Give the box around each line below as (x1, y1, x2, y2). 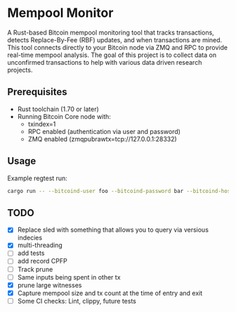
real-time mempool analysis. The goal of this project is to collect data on (7, 51, 216, 59)
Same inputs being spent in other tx (17, 273, 121, 281)
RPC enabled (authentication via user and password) (27, 127, 181, 135)
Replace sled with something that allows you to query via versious (17, 225, 209, 234)
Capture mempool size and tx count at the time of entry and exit (17, 289, 203, 297)
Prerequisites (7, 86, 67, 98)
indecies (17, 234, 43, 242)
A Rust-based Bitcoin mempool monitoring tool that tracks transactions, (7, 28, 214, 37)
